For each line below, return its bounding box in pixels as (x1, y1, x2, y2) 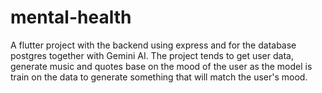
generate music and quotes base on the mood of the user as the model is (10, 60, 313, 72)
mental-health (10, 6, 132, 29)
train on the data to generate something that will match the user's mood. (10, 71, 308, 83)
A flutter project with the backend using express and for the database (10, 39, 297, 51)
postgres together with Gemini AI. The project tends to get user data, (10, 49, 294, 61)
